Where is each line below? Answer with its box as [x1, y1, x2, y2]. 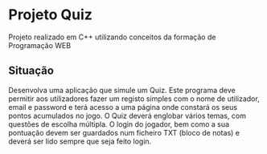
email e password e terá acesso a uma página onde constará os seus [8, 102, 238, 111]
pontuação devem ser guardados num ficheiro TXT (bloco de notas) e [8, 128, 240, 137]
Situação [8, 64, 55, 78]
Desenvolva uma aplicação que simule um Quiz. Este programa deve [8, 85, 236, 95]
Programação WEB [8, 40, 71, 50]
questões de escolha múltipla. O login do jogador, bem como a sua [8, 119, 230, 129]
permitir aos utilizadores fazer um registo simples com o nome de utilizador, [8, 94, 260, 103]
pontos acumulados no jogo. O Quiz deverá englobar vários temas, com [8, 111, 247, 120]
